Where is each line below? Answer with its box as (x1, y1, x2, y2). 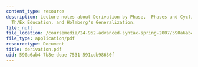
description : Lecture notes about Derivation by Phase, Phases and (6, 14, 178, 20)
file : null (6, 24, 33, 31)
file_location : (6, 30, 44, 36)
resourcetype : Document (6, 41, 65, 47)
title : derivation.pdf (6, 47, 62, 52)
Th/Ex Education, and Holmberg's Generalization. (11, 19, 136, 25)
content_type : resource (6, 8, 65, 15)
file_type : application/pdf (6, 36, 75, 41)
